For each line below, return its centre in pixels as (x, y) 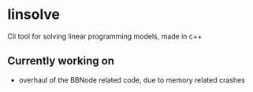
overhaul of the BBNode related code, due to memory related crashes (132, 79)
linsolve (34, 15)
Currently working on (61, 61)
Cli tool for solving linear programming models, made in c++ (105, 36)
